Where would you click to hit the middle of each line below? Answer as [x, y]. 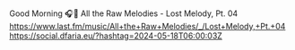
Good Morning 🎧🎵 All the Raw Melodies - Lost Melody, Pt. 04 [124, 13]
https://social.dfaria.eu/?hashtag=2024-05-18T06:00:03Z [116, 36]
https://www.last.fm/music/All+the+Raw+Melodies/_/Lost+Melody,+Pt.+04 [147, 26]
